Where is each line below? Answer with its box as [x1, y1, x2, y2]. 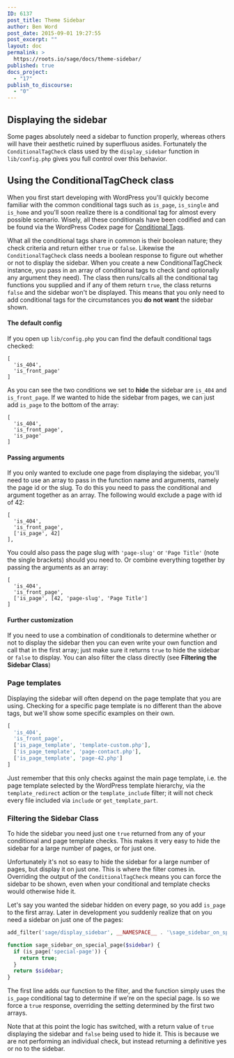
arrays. [7, 1009, 28, 1018]
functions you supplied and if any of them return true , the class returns [7, 280, 212, 289]
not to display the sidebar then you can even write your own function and [7, 638, 217, 647]
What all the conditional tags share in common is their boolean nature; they [7, 236, 223, 245]
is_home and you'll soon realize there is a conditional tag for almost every [7, 208, 217, 216]
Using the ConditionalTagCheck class [7, 175, 174, 187]
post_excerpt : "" [7, 36, 58, 43]
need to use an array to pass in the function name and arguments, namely [7, 476, 219, 484]
